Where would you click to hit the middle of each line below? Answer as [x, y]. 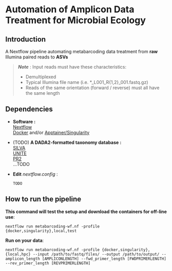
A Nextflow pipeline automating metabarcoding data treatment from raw [82, 51]
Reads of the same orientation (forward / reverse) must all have [92, 88]
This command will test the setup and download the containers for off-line [86, 212]
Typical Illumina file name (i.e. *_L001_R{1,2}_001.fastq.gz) [87, 82]
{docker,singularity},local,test [41, 231]
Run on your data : [25, 240]
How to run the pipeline [43, 199]
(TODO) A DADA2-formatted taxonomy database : [67, 142]
